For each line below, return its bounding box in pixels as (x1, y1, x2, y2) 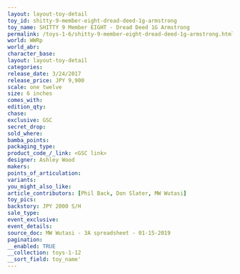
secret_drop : (7, 123, 46, 131)
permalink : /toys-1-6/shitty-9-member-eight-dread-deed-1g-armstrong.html (7, 30, 235, 38)
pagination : (7, 236, 43, 243)
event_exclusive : (7, 216, 59, 223)
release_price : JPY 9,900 (7, 76, 84, 84)
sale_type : (7, 210, 40, 217)
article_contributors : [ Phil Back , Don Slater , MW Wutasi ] (7, 190, 187, 197)
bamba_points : (7, 136, 50, 143)
